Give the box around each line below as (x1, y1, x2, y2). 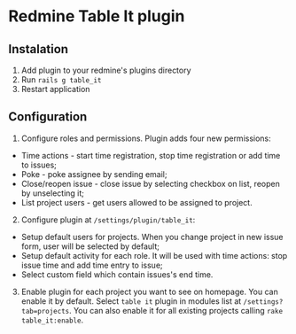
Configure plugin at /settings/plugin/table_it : (20, 214, 196, 225)
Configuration (8, 109, 88, 125)
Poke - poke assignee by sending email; (20, 168, 167, 179)
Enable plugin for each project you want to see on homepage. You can (20, 286, 278, 297)
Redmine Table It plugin (8, 6, 185, 27)
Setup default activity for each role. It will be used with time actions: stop (20, 250, 288, 260)
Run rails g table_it (20, 74, 102, 85)
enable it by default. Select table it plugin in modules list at (20, 295, 242, 307)
